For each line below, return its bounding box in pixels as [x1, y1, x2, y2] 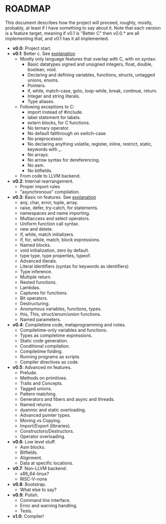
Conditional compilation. [19, 343, 70, 349]
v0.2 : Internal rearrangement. [12, 178, 74, 184]
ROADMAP [5, 3, 51, 15]
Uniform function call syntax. [19, 221, 80, 227]
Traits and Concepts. [19, 380, 63, 386]
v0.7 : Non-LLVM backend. [12, 465, 67, 471]
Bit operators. [19, 295, 48, 301]
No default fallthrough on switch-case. [27, 130, 107, 136]
